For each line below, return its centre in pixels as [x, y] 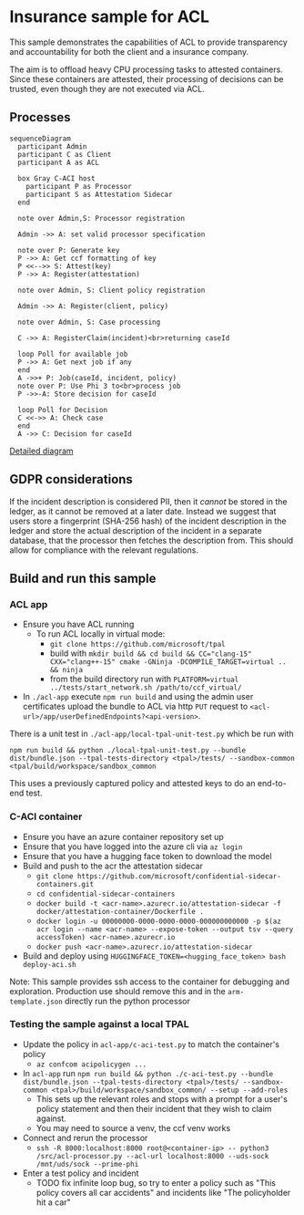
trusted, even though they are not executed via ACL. [107, 88]
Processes [40, 117]
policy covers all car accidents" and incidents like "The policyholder [163, 1192]
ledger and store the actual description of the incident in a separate [136, 530]
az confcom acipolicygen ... [91, 1064]
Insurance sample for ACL [109, 17]
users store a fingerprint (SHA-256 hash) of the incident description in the [148, 521]
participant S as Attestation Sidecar [99, 194]
